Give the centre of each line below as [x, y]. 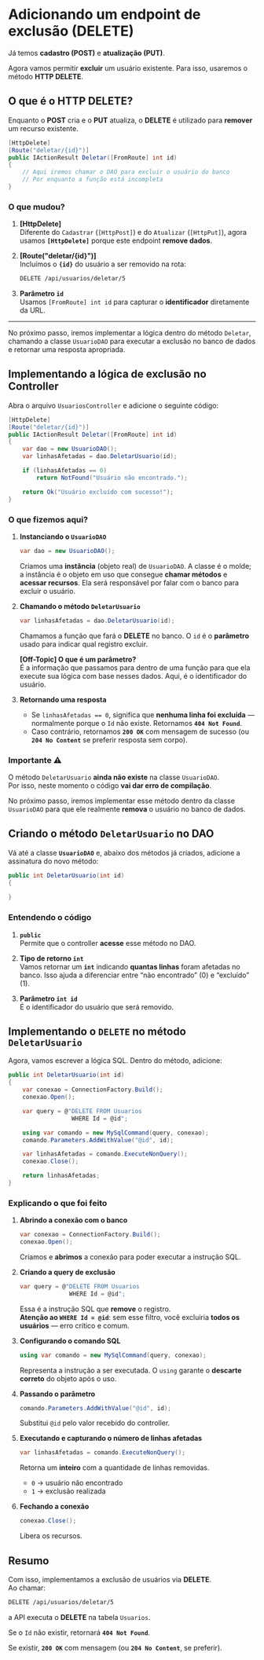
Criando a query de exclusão [67, 1272]
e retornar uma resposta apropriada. [67, 350]
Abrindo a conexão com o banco [73, 1220]
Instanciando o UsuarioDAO [63, 537]
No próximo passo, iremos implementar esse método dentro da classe [122, 801]
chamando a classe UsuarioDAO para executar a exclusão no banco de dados [132, 341]
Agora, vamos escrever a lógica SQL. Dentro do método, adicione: [115, 1061]
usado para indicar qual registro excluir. [83, 644]
